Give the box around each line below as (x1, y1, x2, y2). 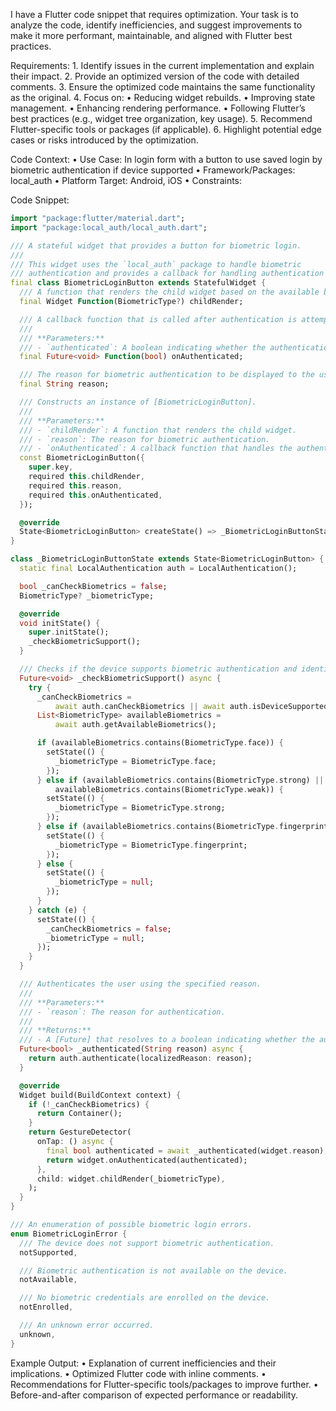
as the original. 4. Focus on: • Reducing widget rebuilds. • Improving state (10, 92, 316, 103)
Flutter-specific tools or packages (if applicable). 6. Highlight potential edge (10, 124, 322, 135)
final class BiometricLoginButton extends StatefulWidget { (10, 278, 267, 288)
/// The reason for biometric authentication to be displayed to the (19, 370, 315, 380)
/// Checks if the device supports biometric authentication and (19, 664, 298, 674)
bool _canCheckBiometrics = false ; (19, 581, 168, 591)
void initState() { (19, 618, 101, 628)
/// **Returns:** (19, 1025, 92, 1036)
